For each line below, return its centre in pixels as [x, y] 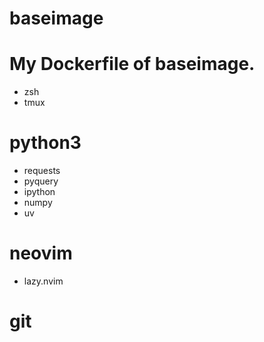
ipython [39, 192]
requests [42, 171]
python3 [45, 143]
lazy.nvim [43, 281]
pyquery [41, 181]
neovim [41, 253]
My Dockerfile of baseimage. [132, 64]
